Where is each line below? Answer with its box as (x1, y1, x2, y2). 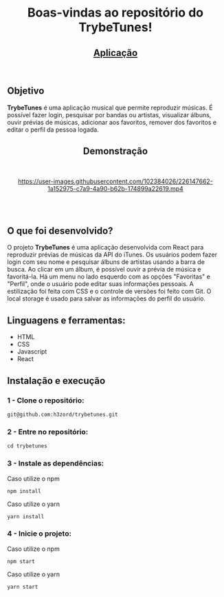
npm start (7, 558, 36, 565)
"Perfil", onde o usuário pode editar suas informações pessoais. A (7, 280, 194, 288)
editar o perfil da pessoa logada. (7, 125, 100, 134)
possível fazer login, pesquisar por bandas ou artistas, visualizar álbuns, (7, 110, 212, 119)
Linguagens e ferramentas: (7, 314, 126, 326)
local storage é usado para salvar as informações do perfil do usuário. (7, 294, 206, 303)
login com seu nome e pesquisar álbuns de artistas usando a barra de (7, 258, 205, 266)
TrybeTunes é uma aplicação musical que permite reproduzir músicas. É (7, 103, 213, 112)
